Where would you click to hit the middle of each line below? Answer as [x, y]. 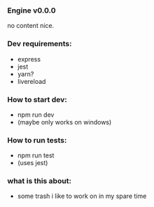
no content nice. [31, 26]
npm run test [36, 155]
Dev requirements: [40, 44]
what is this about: [40, 181]
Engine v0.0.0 [31, 10]
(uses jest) [33, 163]
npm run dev [36, 115]
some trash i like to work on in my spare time [82, 196]
